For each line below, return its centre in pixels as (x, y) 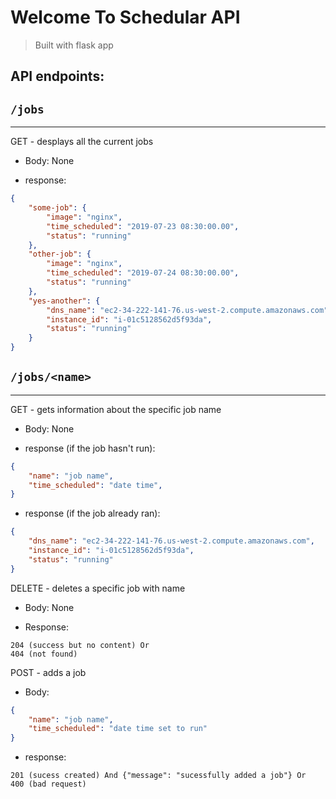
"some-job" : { (57, 208)
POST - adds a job (48, 672)
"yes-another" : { (64, 301)
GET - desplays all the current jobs (82, 142)
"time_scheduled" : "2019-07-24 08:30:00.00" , (143, 273)
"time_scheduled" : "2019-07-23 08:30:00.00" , (143, 226)
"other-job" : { (60, 254)
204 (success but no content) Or (80, 645)
